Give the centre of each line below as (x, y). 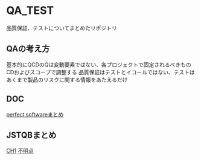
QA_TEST (30, 11)
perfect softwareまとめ (35, 114)
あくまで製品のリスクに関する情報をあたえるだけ (67, 80)
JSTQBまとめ (31, 135)
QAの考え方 (28, 49)
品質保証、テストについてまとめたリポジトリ (62, 28)
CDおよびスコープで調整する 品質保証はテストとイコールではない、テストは (101, 72)
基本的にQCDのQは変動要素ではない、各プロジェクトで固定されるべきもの (99, 65)
